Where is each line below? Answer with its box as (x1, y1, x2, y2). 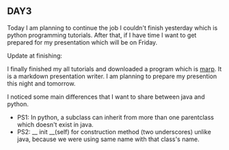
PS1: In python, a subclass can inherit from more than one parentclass (16, 113, 214, 121)
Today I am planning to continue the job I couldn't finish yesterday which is (7, 23, 218, 32)
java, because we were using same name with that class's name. (16, 135, 200, 143)
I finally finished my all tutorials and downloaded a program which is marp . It (7, 64, 222, 73)
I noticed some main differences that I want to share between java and (7, 92, 205, 101)
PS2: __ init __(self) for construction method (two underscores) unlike (16, 127, 212, 136)
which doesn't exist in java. (16, 120, 94, 129)
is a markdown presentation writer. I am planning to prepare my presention (7, 72, 217, 80)
